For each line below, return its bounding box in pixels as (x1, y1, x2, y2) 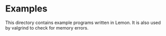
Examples (5, 3, 48, 14)
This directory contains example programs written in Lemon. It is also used (5, 19, 161, 25)
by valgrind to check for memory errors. (5, 24, 89, 30)
